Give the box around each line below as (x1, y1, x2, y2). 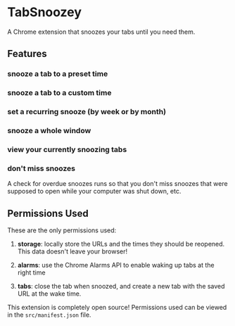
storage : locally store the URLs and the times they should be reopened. (17, 240, 225, 249)
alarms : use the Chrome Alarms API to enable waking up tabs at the (17, 261, 215, 270)
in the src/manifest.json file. (7, 311, 91, 319)
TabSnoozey (7, 4, 82, 20)
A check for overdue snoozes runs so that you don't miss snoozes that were (7, 180, 228, 188)
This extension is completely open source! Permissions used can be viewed (7, 303, 227, 312)
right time (17, 268, 46, 277)
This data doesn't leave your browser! (17, 247, 128, 256)
